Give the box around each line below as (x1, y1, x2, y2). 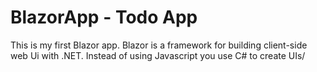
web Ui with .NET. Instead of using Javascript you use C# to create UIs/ (10, 49, 306, 61)
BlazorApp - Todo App (10, 6, 198, 29)
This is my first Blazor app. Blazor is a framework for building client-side (10, 39, 308, 51)
